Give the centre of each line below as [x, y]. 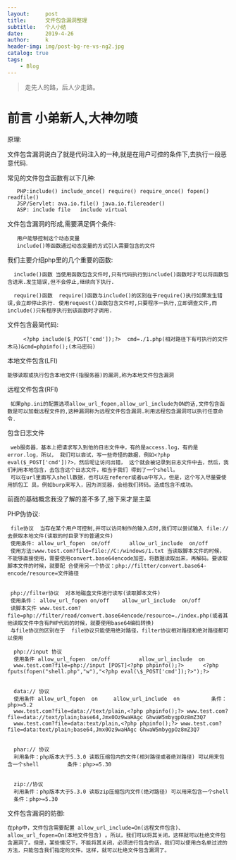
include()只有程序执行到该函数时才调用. [60, 311]
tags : [15, 60]
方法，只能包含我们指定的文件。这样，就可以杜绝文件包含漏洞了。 [89, 850]
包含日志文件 [26, 432]
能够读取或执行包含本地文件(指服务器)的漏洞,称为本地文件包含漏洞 [91, 375]
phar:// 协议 [32, 749]
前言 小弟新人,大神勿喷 [73, 118]
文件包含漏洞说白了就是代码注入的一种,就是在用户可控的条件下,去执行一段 [114, 154]
